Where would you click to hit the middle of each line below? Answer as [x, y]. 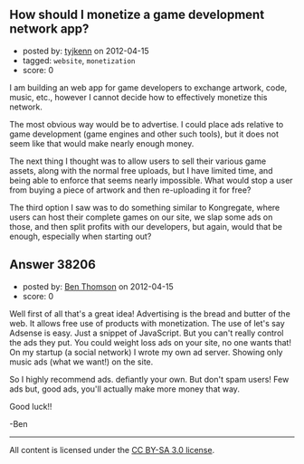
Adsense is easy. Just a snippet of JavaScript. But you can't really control [147, 333]
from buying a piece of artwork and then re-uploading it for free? [130, 190]
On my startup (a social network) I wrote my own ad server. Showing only [146, 352]
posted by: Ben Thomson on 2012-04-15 [98, 286]
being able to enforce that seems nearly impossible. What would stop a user [151, 180]
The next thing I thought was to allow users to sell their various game [138, 161]
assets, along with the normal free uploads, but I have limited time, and [141, 170]
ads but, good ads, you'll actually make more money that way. [124, 389]
